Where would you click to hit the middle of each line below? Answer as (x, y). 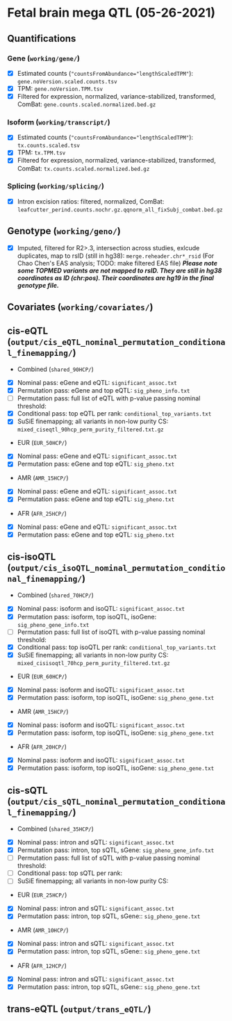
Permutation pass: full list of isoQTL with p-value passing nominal (111, 632)
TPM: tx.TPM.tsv (41, 153)
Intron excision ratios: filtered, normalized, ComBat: (91, 201)
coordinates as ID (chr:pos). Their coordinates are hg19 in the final (115, 278)
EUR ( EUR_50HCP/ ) (42, 443)
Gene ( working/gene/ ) (44, 58)
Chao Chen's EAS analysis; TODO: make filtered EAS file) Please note (117, 263)
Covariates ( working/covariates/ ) (80, 307)
